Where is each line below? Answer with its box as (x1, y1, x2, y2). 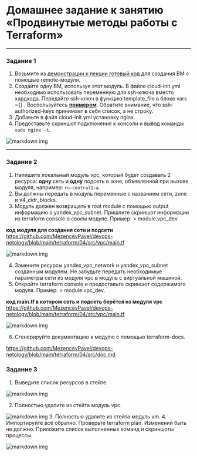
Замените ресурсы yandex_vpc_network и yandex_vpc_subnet (14, 261, 168, 269)
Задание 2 (6, 158, 38, 166)
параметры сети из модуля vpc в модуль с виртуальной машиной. (14, 274, 182, 281)
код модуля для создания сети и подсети (6, 226, 113, 233)
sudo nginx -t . (14, 126, 51, 133)
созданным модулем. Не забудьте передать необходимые (14, 268, 162, 275)
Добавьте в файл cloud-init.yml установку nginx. (14, 114, 135, 121)
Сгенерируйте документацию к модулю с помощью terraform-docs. (14, 333, 186, 340)
